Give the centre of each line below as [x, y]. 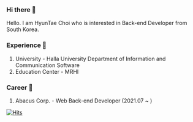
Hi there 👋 [21, 10]
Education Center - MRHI [47, 71]
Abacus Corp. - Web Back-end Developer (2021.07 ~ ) [84, 101]
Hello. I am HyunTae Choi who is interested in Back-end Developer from [97, 23]
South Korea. [23, 29]
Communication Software [47, 65]
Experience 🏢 [27, 45]
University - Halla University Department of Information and [90, 59]
